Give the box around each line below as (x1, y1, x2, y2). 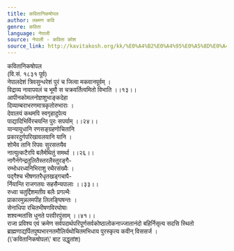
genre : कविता (7, 23, 41, 30)
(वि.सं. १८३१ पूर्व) (7, 70, 47, 78)
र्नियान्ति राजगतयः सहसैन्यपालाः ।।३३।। (7, 180, 99, 188)
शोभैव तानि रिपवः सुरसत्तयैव (7, 141, 67, 149)
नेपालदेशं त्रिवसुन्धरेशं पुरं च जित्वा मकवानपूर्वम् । (7, 78, 111, 86)
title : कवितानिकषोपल (7, 10, 59, 17)
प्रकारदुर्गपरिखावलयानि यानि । (7, 133, 72, 141)
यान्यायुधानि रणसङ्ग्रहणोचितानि (7, 125, 75, 133)
